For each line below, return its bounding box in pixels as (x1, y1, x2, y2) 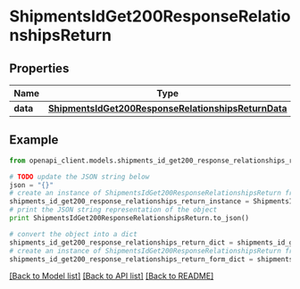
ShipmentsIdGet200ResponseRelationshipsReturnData (47, 103, 287, 114)
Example (9, 132, 59, 148)
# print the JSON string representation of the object (9, 205, 218, 215)
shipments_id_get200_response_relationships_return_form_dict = (9, 254, 254, 264)
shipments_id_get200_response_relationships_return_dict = (9, 238, 234, 247)
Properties (9, 61, 70, 76)
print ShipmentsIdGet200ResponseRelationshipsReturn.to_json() (9, 214, 250, 223)
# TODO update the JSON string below (9, 172, 150, 181)
